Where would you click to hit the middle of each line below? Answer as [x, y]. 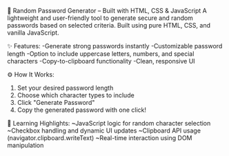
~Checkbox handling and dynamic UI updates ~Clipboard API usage [104, 130]
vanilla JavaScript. [33, 32]
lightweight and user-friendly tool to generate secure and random [100, 18]
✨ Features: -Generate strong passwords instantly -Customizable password [115, 46]
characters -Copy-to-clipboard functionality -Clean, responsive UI [101, 61]
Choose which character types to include [76, 95]
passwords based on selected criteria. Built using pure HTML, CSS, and [109, 25]
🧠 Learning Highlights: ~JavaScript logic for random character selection [109, 123]
